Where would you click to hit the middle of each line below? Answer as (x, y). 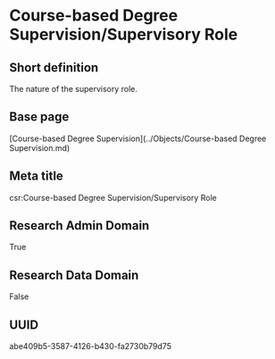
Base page (39, 117)
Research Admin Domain (79, 225)
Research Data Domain (74, 275)
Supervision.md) (40, 147)
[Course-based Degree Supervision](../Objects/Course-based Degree (138, 138)
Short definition (54, 67)
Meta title (37, 176)
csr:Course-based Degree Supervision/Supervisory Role (113, 197)
